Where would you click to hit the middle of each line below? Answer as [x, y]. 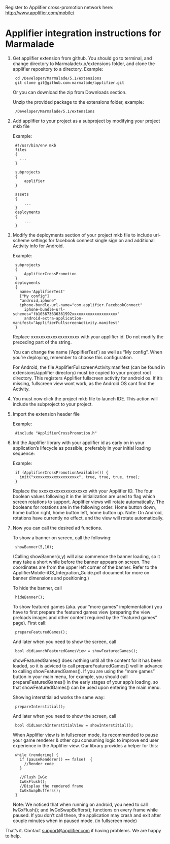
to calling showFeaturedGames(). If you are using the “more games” [83, 671]
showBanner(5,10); [35, 547]
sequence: [24, 453]
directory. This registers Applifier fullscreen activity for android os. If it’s [88, 378]
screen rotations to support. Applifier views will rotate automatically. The [88, 502]
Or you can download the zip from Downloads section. [70, 92]
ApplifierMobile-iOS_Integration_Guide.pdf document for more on [81, 572]
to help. [13, 836]
